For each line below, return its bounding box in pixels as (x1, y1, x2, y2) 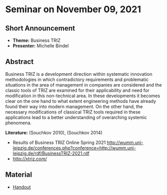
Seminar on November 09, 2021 (5, 4, 141, 15)
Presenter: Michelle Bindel (12, 43, 69, 49)
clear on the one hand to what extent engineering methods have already (5, 98, 156, 104)
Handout (12, 184, 31, 190)
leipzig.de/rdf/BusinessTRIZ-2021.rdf (12, 150, 90, 156)
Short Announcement (5, 24, 75, 33)
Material (5, 171, 32, 179)
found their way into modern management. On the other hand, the (5, 103, 143, 109)
